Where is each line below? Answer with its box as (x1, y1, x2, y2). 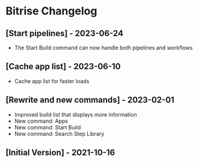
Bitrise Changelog (5, 4, 97, 18)
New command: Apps (14, 117, 69, 125)
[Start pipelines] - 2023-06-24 (5, 28, 124, 38)
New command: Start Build (14, 123, 81, 131)
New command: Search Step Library (14, 130, 105, 137)
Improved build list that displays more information (14, 111, 137, 118)
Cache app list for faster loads (14, 77, 90, 85)
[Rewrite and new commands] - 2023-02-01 (5, 95, 175, 105)
